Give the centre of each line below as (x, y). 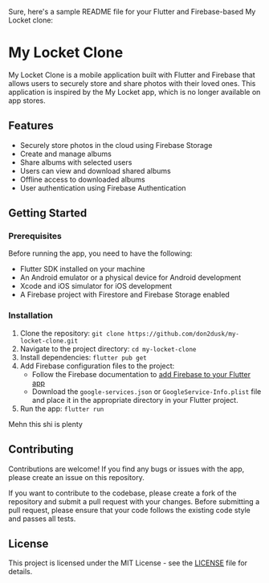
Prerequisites (35, 236)
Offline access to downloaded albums (83, 179)
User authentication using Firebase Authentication (103, 187)
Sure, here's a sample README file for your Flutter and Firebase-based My (132, 12)
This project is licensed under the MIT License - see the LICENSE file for (128, 563)
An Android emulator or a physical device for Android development (130, 277)
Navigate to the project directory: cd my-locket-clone (108, 348)
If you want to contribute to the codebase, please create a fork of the (122, 493)
